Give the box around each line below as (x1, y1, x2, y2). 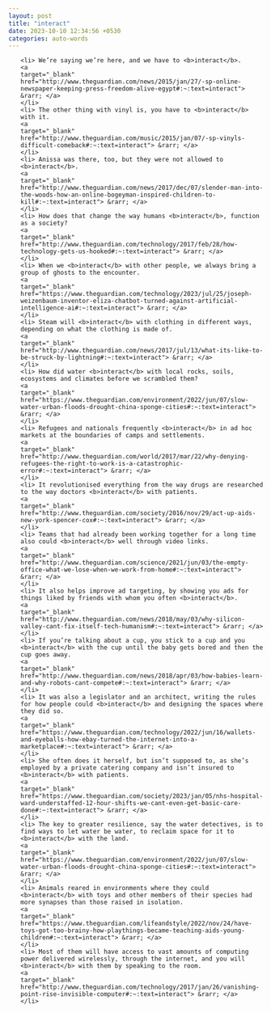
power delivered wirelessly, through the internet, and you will (19, 955, 245, 963)
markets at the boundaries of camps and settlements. (19, 432, 205, 440)
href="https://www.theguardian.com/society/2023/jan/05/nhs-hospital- (19, 792, 264, 800)
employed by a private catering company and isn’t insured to (19, 764, 235, 772)
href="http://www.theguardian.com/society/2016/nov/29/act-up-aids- (19, 509, 256, 517)
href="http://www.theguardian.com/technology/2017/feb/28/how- (19, 240, 239, 249)
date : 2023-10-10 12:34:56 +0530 (8, 27, 121, 35)
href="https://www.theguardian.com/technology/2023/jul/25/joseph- (19, 290, 252, 298)
